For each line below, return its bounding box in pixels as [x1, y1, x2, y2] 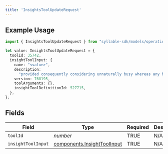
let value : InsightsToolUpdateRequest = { [5, 48, 95, 53]
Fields [5, 109, 25, 117]
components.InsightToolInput [53, 140, 122, 147]
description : [14, 67, 41, 72]
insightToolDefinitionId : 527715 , [14, 86, 86, 91]
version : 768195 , [14, 76, 50, 81]
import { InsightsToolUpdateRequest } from [5, 39, 97, 44]
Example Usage [5, 26, 55, 35]
